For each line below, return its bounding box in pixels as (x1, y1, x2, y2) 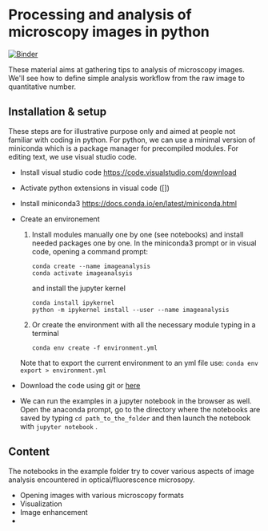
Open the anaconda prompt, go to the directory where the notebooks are (19, 404, 261, 414)
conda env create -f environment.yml (31, 343, 158, 352)
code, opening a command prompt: (31, 246, 149, 256)
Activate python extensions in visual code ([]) (19, 183, 170, 193)
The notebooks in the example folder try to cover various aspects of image (8, 466, 254, 476)
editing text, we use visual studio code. (8, 152, 138, 161)
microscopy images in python (8, 22, 210, 41)
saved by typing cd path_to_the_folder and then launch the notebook (19, 413, 251, 423)
